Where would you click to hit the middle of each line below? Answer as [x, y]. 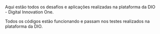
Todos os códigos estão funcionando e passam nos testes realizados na [77, 21]
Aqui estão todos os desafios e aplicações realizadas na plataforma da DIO [80, 7]
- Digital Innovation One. [29, 12]
